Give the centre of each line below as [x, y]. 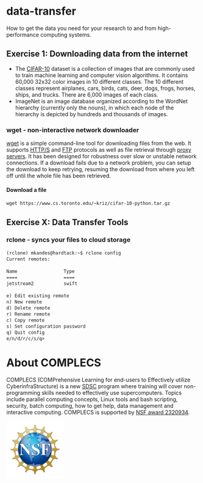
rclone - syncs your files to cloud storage [69, 240]
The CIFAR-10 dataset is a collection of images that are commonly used [105, 68]
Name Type [41, 271]
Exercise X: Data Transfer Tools [67, 222]
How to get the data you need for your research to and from [81, 28]
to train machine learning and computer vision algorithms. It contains [101, 75]
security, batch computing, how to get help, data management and [90, 405]
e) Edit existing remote [38, 296]
